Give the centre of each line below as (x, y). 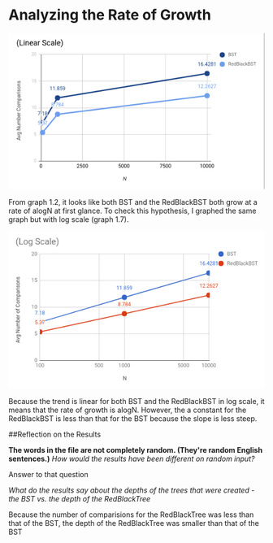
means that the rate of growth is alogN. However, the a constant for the (128, 410)
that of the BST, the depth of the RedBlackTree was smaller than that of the (134, 523)
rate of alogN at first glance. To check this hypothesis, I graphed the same (132, 211)
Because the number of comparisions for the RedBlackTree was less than (131, 515)
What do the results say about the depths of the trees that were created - (132, 490)
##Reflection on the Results (55, 434)
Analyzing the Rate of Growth (110, 15)
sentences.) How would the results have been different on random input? (132, 458)
